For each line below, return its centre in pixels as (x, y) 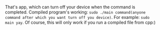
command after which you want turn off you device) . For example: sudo (77, 17)
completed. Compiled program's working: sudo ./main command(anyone (75, 12)
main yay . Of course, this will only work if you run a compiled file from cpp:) (80, 22)
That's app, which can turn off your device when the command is (70, 7)
